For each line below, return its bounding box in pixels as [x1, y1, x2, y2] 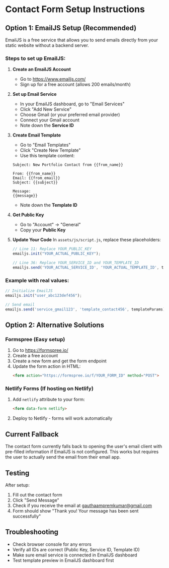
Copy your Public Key [20, 227, 66, 233]
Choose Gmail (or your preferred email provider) [20, 112, 120, 118]
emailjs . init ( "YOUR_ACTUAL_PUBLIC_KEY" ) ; [12, 251, 101, 257]
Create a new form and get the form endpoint [12, 358, 107, 364]
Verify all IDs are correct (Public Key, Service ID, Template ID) [12, 546, 140, 552]
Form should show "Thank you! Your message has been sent [12, 508, 139, 514]
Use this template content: [20, 153, 75, 159]
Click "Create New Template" [20, 147, 81, 153]
